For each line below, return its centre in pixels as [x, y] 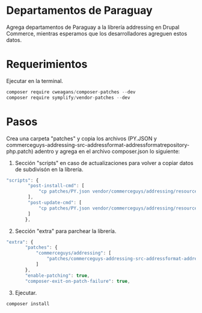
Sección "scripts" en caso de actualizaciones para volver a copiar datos [104, 163]
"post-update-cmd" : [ [55, 203]
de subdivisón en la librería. [49, 169]
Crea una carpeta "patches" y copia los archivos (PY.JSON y [82, 138]
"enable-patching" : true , [57, 275]
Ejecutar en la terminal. [35, 81]
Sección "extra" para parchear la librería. [66, 231]
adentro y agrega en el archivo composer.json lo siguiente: [107, 151]
